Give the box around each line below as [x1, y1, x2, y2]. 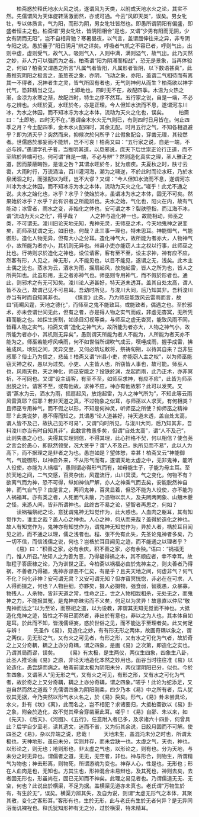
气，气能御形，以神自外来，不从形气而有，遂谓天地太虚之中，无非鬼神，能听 [6, 456, 193, 464]
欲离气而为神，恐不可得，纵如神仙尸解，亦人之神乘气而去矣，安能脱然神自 [6, 479, 188, 485]
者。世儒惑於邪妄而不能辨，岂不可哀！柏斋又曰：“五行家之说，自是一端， [6, 139, 185, 145]
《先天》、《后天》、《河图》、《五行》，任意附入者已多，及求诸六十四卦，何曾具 [6, 716, 191, 722]
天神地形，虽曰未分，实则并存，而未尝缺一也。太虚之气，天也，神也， [21, 738, 193, 745]
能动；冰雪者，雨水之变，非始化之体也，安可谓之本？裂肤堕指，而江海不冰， [6, 205, 193, 212]
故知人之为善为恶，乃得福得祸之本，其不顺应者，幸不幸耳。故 [42, 553, 193, 559]
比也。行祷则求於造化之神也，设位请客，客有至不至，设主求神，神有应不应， [6, 249, 193, 256]
